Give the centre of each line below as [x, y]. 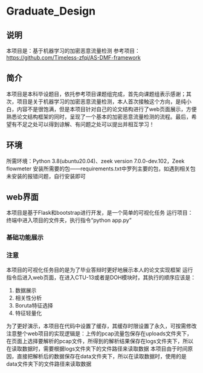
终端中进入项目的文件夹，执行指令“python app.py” [69, 220]
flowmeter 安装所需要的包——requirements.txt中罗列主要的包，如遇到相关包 [101, 169]
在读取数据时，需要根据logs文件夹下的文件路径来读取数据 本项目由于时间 [97, 348]
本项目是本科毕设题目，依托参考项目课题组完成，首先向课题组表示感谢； [96, 94]
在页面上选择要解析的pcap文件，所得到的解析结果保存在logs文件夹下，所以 [100, 341]
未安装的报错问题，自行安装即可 [46, 176]
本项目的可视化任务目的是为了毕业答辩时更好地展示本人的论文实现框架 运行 [100, 270]
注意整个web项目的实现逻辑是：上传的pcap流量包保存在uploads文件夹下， [99, 333]
